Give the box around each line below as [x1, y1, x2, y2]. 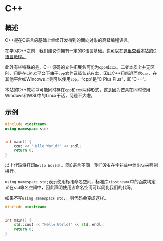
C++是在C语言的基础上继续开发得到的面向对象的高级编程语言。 [5, 37, 132, 43]
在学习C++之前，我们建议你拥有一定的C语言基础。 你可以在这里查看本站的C [5, 48, 157, 54]
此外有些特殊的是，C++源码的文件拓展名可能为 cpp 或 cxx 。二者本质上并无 [5, 64, 151, 70]
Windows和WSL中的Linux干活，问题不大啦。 [5, 93, 95, 98]
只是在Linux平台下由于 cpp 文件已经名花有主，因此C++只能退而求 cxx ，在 [13, 70, 157, 76]
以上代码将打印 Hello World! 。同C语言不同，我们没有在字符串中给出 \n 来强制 [5, 162, 158, 168]
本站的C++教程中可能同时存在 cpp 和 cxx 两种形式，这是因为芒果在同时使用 [5, 87, 151, 93]
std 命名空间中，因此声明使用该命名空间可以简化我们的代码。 [14, 185, 135, 190]
